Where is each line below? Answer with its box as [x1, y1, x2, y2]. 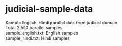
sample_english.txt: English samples [5, 30, 79, 36]
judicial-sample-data [5, 3, 93, 15]
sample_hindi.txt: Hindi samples [5, 35, 70, 41]
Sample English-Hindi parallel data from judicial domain [5, 20, 117, 25]
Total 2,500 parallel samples [5, 24, 63, 30]
